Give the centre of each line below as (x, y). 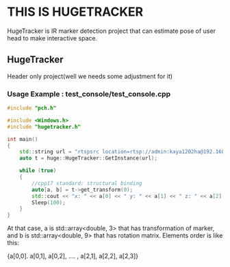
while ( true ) (38, 171)
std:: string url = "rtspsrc (59, 152)
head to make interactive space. (52, 38)
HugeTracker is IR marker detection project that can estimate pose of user (111, 31)
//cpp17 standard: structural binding (87, 183)
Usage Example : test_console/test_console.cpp (89, 94)
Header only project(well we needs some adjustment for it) (90, 76)
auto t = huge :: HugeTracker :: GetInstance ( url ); (88, 158)
